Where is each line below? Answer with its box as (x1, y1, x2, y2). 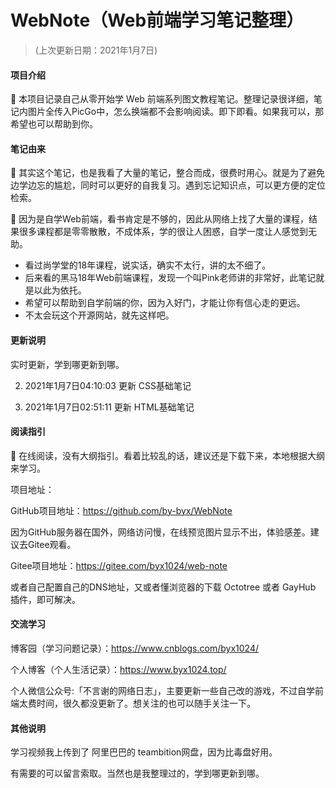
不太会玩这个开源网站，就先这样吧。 (24, 309, 175, 321)
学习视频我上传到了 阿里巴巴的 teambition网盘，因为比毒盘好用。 (10, 746, 278, 758)
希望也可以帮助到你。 (10, 118, 98, 130)
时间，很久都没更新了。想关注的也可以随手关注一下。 (36, 697, 256, 709)
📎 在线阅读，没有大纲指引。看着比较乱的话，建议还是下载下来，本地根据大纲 (10, 449, 326, 461)
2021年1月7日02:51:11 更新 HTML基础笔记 (24, 401, 195, 413)
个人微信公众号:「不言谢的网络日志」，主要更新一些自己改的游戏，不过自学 (10, 684, 316, 696)
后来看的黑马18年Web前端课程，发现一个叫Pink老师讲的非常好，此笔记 (24, 272, 317, 284)
